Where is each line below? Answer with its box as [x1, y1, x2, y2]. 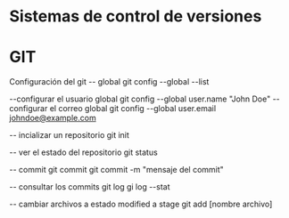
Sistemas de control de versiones [9, 6, 262, 27]
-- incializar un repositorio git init [9, 130, 129, 141]
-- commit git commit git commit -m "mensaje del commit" [9, 165, 225, 175]
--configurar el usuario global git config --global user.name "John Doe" [9, 93, 271, 104]
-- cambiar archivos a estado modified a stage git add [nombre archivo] [9, 198, 273, 210]
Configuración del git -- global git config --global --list [9, 77, 210, 87]
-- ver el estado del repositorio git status [9, 147, 158, 157]
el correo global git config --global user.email [49, 103, 217, 114]
